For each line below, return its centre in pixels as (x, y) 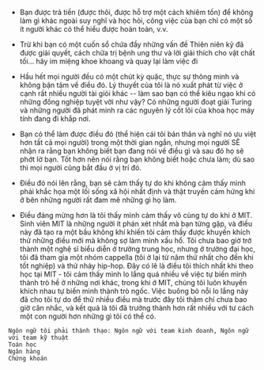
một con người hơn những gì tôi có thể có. (88, 316)
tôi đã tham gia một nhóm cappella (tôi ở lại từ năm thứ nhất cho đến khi (137, 257)
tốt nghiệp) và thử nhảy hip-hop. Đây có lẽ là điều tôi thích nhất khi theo (137, 266)
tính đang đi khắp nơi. (55, 118)
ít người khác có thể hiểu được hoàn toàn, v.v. (94, 29)
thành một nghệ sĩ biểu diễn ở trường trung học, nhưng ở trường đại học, (137, 249)
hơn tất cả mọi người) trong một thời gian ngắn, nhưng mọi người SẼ (130, 142)
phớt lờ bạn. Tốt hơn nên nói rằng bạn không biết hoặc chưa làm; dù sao (137, 159)
